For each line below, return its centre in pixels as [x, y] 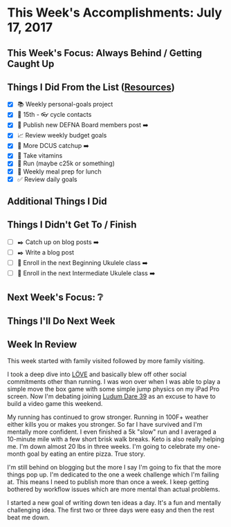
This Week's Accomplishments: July [115, 13]
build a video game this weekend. [55, 404]
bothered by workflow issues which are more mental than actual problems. [113, 490]
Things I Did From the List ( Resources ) [91, 87]
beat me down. [29, 517]
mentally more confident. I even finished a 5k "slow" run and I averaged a [112, 432]
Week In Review [42, 345]
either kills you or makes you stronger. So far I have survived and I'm [105, 425]
